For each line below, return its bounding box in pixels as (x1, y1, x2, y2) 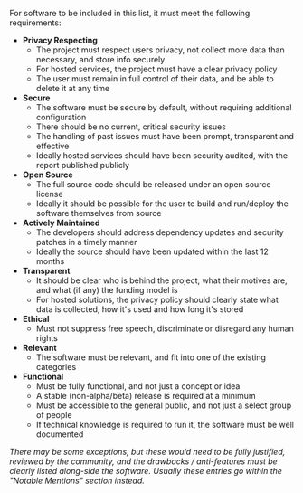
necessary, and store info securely (35, 54, 166, 64)
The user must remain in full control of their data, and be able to (35, 73, 274, 84)
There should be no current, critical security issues (35, 121, 226, 132)
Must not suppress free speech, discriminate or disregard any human (35, 323, 294, 334)
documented (35, 429, 84, 440)
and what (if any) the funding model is (35, 285, 178, 295)
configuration (35, 112, 87, 122)
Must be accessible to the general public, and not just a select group (35, 400, 292, 411)
